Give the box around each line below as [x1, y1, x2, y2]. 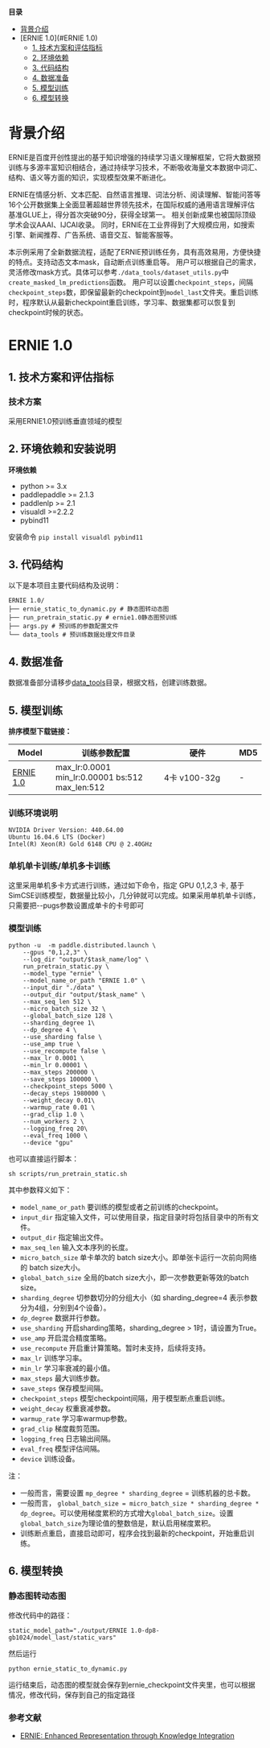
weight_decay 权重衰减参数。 [19, 1403, 115, 1413]
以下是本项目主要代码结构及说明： [8, 581, 121, 590]
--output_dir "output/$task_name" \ [22, 990, 146, 999]
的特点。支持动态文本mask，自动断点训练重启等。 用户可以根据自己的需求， [8, 257, 261, 267]
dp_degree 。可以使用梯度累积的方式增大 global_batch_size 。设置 [19, 1508, 234, 1518]
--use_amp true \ [22, 1040, 81, 1048]
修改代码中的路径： [8, 1610, 72, 1620]
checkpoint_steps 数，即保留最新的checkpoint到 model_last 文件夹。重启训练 [8, 287, 259, 296]
